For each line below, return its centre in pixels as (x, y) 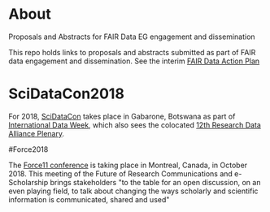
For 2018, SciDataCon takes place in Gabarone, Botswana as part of (122, 116)
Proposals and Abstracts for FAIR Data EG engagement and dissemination (132, 37)
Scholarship (28, 182)
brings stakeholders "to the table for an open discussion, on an (155, 182)
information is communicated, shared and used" (89, 199)
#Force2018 (28, 149)
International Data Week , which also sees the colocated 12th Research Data (135, 125)
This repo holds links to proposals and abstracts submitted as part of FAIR (132, 52)
